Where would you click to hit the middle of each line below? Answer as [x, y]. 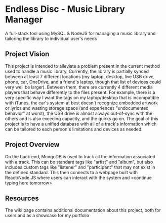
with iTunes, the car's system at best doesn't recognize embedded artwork [82, 103]
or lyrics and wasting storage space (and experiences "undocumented [77, 108]
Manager [24, 20]
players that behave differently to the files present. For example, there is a [80, 92]
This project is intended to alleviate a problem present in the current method [83, 66]
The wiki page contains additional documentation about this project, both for [83, 210]
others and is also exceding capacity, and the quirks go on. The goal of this [82, 118]
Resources [22, 198]
